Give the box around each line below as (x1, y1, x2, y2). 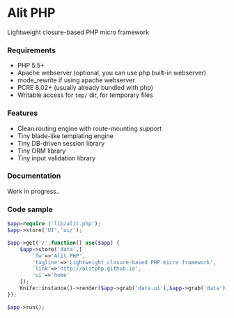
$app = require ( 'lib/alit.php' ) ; (7, 220, 101, 227)
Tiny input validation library (17, 153, 96, 162)
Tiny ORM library (17, 146, 66, 155)
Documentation (7, 171, 61, 181)
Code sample (7, 204, 54, 214)
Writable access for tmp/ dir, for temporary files (17, 91, 153, 99)
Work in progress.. (7, 187, 61, 195)
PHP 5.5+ (17, 61, 45, 70)
